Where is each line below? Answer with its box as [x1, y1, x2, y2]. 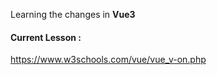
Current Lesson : [10, 31, 82, 43]
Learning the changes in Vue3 [10, 9, 136, 20]
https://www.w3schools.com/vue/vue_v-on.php [10, 54, 207, 66]
